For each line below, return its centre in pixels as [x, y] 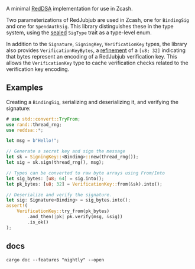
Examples [25, 88]
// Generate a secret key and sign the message [66, 151]
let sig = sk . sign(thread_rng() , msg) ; [55, 163]
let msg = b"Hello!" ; [33, 141]
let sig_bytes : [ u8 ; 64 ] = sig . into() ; [55, 179]
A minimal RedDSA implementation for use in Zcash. [69, 9]
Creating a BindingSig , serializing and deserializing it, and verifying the [92, 102]
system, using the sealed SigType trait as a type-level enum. [79, 33]
